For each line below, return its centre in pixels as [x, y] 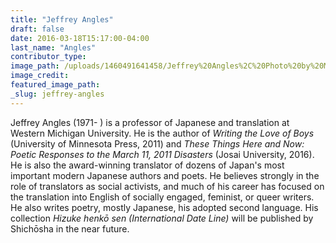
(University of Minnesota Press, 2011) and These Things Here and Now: [157, 143]
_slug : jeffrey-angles [57, 94]
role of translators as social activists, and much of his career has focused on [167, 186]
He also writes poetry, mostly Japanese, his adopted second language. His [164, 207]
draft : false [37, 29]
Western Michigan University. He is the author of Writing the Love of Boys [162, 133]
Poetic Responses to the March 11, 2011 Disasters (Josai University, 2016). [162, 154]
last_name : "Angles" [53, 47]
